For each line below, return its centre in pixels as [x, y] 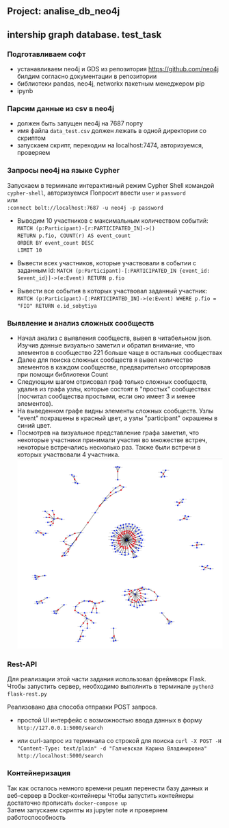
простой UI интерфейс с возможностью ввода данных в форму [110, 720]
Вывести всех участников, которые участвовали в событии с [107, 263]
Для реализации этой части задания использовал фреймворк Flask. [107, 679]
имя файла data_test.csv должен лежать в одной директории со [112, 131]
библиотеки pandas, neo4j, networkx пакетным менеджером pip [111, 84]
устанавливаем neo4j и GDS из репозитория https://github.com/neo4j [118, 69]
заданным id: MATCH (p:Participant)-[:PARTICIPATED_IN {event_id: [113, 270]
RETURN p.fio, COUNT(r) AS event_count [74, 236]
